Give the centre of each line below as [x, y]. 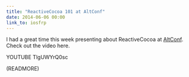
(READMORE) [23, 69]
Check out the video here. [38, 46]
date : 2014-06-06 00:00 [36, 17]
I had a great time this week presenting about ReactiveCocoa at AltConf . [95, 40]
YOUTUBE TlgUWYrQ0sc [37, 57]
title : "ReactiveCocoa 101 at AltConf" [56, 12]
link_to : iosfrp [26, 23]
